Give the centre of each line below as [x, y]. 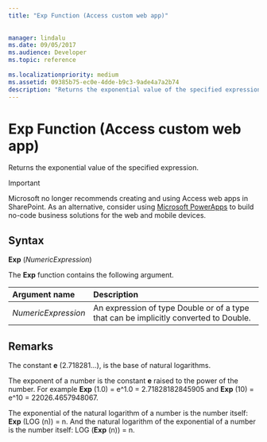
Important [24, 183]
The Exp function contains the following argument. [91, 275]
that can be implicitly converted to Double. [172, 318]
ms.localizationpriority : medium [64, 75]
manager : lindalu [37, 38]
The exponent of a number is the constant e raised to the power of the [123, 380]
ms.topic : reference [43, 60]
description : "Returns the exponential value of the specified [115, 89]
